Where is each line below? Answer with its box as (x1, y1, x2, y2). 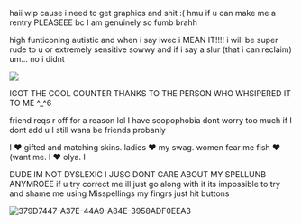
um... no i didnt (9, 54, 65, 64)
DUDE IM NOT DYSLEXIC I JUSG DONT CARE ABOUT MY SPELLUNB (9, 169, 267, 179)
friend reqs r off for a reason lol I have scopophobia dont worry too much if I (9, 115, 293, 125)
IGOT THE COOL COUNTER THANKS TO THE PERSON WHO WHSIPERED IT (9, 88, 291, 98)
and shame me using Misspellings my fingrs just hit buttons (9, 188, 230, 199)
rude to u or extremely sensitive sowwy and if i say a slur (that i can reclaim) (9, 44, 293, 55)
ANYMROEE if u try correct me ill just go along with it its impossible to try (9, 179, 281, 189)
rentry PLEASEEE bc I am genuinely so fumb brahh (9, 17, 198, 28)
